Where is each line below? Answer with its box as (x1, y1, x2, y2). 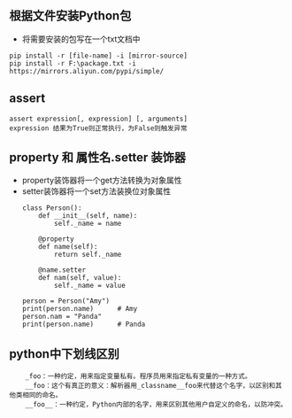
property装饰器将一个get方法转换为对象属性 (21, 175, 183, 186)
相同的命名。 (21, 391, 63, 400)
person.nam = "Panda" (21, 313, 102, 321)
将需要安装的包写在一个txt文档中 (21, 34, 141, 44)
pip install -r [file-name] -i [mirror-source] (9, 51, 188, 60)
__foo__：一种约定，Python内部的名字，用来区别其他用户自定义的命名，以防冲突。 (25, 400, 288, 409)
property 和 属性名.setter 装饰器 (9, 150, 186, 166)
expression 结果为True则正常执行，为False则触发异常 (9, 123, 188, 133)
